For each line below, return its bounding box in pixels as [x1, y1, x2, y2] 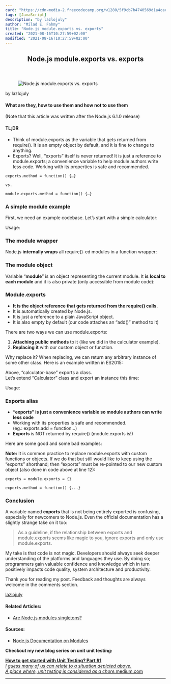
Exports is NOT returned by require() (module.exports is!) [12, 431, 133, 437]
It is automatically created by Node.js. [12, 308, 92, 314]
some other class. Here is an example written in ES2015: [5, 359, 123, 365]
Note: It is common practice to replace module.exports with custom [5, 451, 147, 457]
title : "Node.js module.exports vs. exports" [5, 27, 103, 32]
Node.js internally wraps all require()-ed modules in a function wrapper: [5, 249, 157, 255]
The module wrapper [5, 237, 59, 244]
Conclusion [5, 497, 35, 505]
